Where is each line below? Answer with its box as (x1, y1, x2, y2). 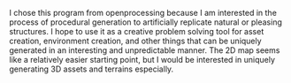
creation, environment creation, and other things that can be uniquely (9, 35, 263, 46)
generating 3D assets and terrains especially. (9, 64, 174, 74)
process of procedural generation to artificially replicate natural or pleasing (9, 17, 283, 27)
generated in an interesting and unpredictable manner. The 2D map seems (9, 45, 280, 56)
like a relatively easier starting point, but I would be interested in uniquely (9, 55, 276, 64)
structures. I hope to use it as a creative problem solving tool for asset (9, 26, 264, 36)
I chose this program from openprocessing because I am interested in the (9, 8, 277, 18)
